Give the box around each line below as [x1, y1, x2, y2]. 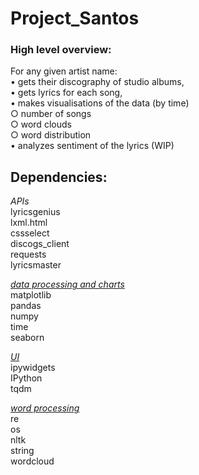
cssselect [10, 227, 50, 239]
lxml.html [10, 217, 48, 229]
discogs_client [10, 238, 70, 250]
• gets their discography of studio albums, [10, 76, 185, 88]
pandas [10, 300, 42, 312]
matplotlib [10, 289, 52, 301]
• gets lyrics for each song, [10, 87, 123, 99]
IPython [10, 372, 43, 384]
